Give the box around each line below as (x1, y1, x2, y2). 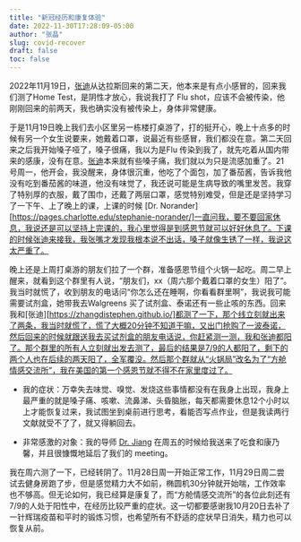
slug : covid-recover (9, 38, 87, 47)
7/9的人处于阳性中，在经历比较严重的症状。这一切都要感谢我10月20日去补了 (9, 501, 291, 511)
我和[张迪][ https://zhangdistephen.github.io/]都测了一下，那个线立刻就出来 (9, 309, 286, 319)
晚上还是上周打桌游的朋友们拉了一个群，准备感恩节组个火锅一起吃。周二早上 (9, 264, 292, 274)
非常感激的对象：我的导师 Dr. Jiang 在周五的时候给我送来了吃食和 (21, 436, 264, 447)
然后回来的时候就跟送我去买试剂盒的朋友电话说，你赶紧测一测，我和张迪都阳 (9, 331, 292, 341)
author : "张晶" (9, 30, 64, 39)
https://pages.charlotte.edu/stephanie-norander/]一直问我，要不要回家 (12, 211, 273, 222)
